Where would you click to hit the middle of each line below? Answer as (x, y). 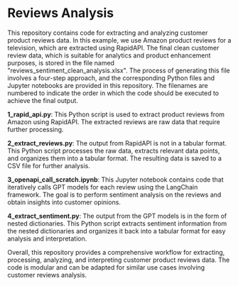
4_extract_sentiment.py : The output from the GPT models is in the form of (117, 216)
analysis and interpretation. (47, 238)
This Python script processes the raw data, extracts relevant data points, (114, 150)
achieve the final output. (43, 100)
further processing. (36, 129)
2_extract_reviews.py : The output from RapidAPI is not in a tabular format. (117, 143)
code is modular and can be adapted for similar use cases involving (106, 267)
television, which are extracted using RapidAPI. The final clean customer (113, 48)
